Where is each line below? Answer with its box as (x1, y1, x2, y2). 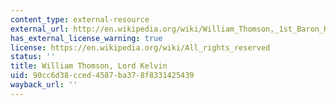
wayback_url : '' (10, 80, 78, 90)
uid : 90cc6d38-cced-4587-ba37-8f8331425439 (10, 71, 195, 81)
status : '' (10, 52, 56, 62)
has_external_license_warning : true (10, 33, 163, 43)
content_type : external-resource (10, 14, 150, 25)
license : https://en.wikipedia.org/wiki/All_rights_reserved (10, 42, 271, 53)
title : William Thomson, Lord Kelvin (10, 61, 168, 71)
